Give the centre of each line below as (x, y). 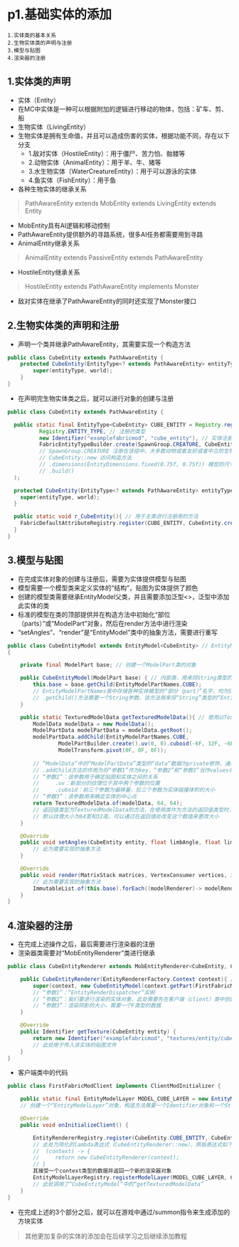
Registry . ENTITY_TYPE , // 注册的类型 (92, 431)
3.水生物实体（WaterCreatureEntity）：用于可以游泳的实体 (112, 171)
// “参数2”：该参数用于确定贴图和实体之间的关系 (96, 777)
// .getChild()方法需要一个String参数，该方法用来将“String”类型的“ (127, 698)
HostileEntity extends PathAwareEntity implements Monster (112, 286)
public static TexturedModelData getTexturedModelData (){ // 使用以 (122, 717)
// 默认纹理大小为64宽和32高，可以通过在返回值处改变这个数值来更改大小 (126, 816)
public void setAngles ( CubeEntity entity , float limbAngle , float (121, 843)
